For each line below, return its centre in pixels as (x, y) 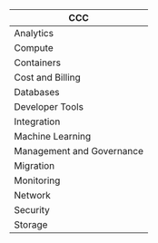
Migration (35, 165)
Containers (38, 63)
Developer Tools (49, 107)
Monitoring (37, 180)
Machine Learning (53, 136)
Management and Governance (79, 151)
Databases (37, 92)
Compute (34, 48)
